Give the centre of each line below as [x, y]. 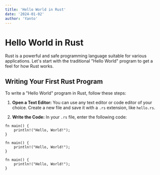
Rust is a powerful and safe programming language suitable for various [76, 56]
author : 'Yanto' [21, 18]
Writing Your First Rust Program [54, 81]
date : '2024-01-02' [25, 14]
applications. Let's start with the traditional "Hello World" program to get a [79, 61]
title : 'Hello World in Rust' [36, 9]
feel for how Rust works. [30, 66]
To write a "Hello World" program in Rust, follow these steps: [66, 93]
